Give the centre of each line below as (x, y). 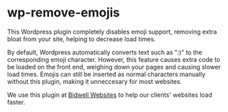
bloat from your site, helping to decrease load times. (82, 38)
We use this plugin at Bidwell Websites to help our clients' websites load (110, 95)
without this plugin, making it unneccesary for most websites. (95, 81)
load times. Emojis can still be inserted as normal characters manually (106, 74)
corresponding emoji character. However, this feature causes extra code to (114, 59)
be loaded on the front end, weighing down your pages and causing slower (114, 67)
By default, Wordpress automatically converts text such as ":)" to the (105, 52)
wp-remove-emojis (64, 13)
